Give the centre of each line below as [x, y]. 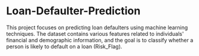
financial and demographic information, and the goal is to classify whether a [100, 40]
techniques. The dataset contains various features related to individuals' [95, 33]
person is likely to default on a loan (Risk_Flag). [64, 46]
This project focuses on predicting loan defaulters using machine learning [97, 27]
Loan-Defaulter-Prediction [74, 11]
